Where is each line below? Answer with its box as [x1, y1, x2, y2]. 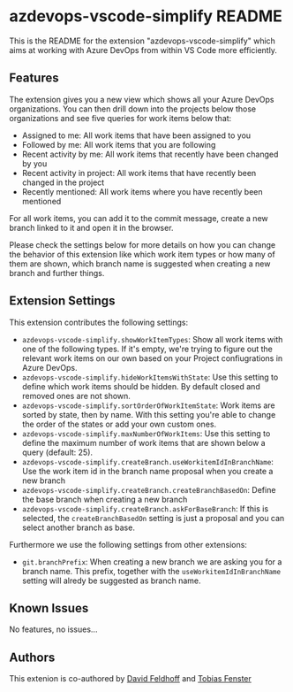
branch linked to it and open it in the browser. [9, 222, 174, 233]
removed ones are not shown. [21, 390, 131, 401]
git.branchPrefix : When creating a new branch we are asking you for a [21, 556, 282, 567]
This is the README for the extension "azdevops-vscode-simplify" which [9, 35, 276, 46]
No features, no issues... [9, 624, 98, 634]
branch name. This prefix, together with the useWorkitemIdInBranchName [21, 565, 281, 576]
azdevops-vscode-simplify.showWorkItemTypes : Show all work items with [21, 334, 283, 344]
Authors [9, 650, 56, 665]
